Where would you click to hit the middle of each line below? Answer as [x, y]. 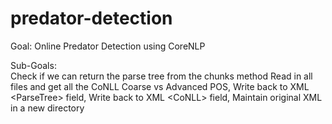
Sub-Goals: [33, 65]
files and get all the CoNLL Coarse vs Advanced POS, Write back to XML [160, 86]
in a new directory [47, 108]
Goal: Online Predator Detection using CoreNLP [108, 46]
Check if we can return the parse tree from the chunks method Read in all [161, 76]
